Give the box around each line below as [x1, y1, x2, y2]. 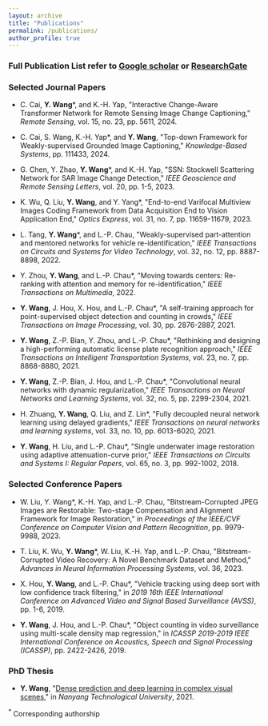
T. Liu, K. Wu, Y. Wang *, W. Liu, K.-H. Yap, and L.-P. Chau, [19, 546, 212, 556]
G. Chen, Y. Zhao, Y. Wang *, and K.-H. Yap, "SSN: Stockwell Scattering [19, 165, 254, 174]
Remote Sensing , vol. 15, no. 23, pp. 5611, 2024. [19, 117, 178, 126]
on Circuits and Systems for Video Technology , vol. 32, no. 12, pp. [19, 247, 238, 257]
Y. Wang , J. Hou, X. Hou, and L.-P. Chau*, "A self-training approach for [19, 303, 254, 313]
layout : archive [8, 11, 62, 20]
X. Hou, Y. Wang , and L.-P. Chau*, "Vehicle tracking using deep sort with [19, 579, 260, 588]
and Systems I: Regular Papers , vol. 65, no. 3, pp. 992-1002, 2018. [19, 459, 239, 469]
